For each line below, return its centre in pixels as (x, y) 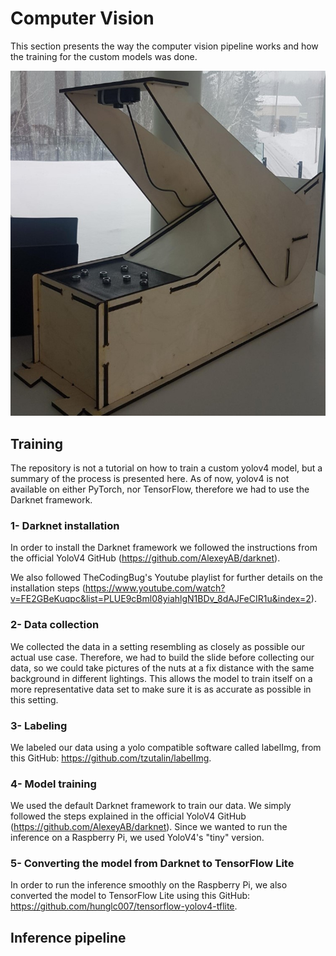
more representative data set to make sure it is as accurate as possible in (161, 689)
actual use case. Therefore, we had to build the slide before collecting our (162, 657)
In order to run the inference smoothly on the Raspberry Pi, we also (149, 885)
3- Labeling (39, 725)
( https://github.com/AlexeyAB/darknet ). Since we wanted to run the (149, 827)
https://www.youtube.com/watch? (155, 588)
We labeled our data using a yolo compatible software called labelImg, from (166, 747)
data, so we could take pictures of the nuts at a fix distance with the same (162, 668)
